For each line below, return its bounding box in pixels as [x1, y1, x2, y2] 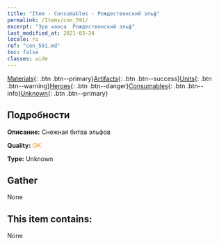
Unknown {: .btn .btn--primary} [20, 89, 108, 97]
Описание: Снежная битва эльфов [7, 128, 111, 136]
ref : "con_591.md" [7, 42, 60, 49]
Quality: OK [7, 141, 42, 149]
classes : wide [7, 56, 49, 62]
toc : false [7, 49, 39, 56]
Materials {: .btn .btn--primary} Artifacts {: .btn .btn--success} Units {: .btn [7, 74, 212, 83]
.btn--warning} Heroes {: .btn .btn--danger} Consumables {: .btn [7, 81, 186, 90]
